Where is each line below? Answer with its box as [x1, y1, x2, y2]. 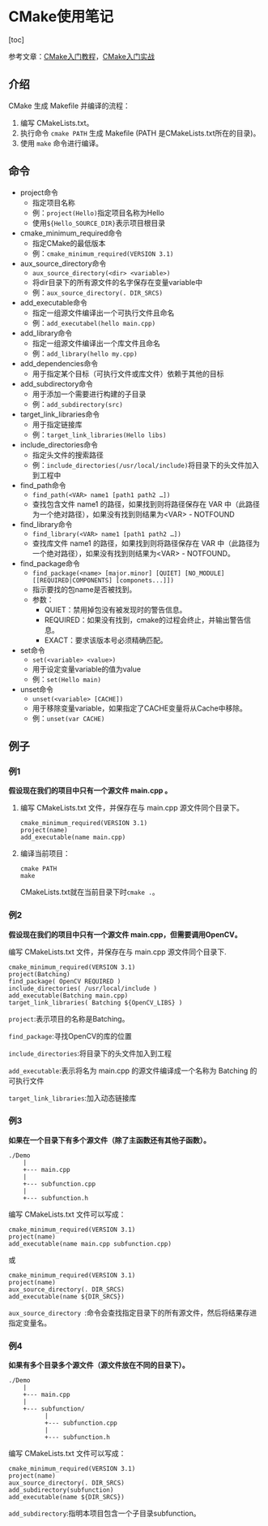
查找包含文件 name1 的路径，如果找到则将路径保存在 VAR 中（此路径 [32, 499, 261, 508]
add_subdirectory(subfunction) [8, 1486, 114, 1494]
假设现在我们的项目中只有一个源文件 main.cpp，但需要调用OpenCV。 [8, 929, 242, 939]
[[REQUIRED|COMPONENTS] [32, 576, 113, 585]
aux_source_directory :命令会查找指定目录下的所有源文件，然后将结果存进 [8, 1308, 257, 1317]
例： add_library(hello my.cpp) [32, 348, 138, 358]
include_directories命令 [19, 439, 99, 449]
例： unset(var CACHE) [32, 713, 105, 723]
